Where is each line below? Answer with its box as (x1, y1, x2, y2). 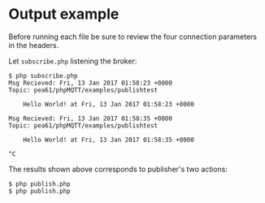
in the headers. (8, 40, 59, 50)
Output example (8, 5, 119, 24)
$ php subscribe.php (8, 71, 79, 80)
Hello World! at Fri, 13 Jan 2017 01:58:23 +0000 (23, 100, 195, 108)
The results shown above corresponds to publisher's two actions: (8, 164, 228, 174)
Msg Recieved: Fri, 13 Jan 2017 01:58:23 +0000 (8, 79, 173, 87)
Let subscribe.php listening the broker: (8, 56, 137, 66)
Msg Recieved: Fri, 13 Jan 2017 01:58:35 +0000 (8, 114, 173, 123)
